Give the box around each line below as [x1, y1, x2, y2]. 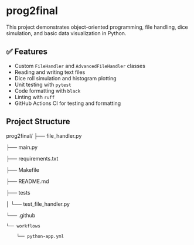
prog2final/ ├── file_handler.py [6, 132, 82, 139]
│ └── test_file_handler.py [6, 200, 70, 207]
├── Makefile [6, 166, 39, 173]
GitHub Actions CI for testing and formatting [14, 100, 121, 107]
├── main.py [6, 144, 38, 151]
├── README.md [6, 178, 49, 185]
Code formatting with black [14, 87, 81, 94]
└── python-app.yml [16, 233, 64, 239]
